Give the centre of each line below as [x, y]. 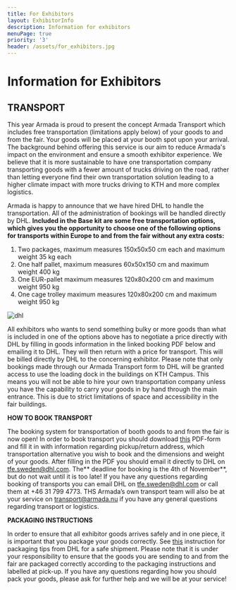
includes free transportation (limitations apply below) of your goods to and [115, 132]
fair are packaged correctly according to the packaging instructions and [112, 564]
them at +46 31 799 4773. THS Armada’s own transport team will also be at [116, 492]
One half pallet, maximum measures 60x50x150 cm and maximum [113, 264]
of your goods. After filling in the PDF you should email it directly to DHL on [116, 462]
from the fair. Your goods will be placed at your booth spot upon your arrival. [118, 139]
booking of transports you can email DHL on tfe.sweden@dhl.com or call [113, 484]
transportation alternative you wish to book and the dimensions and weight [116, 454]
